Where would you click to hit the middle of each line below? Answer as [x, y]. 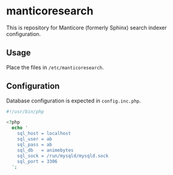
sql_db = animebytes [45, 150]
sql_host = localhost [44, 134]
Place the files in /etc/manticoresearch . [55, 67]
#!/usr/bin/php [25, 111]
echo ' [20, 128]
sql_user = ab [35, 139]
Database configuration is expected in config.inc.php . [74, 101]
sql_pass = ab [35, 144]
